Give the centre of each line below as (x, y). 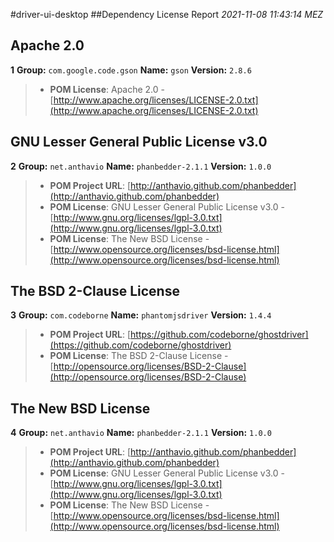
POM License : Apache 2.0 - (107, 89)
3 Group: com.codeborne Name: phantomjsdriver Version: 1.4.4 (141, 315)
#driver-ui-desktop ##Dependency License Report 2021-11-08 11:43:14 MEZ (167, 14)
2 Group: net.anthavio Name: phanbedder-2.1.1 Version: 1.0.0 (141, 166)
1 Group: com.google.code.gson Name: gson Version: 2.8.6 (131, 70)
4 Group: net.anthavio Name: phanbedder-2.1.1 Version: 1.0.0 (141, 433)
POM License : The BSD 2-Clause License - (139, 356)
